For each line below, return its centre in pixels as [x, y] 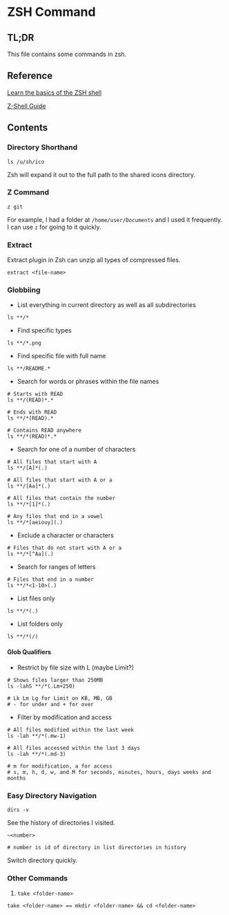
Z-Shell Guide [27, 106]
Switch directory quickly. [42, 860]
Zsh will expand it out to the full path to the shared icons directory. [101, 174]
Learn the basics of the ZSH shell [54, 92]
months [17, 778]
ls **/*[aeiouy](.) [35, 523]
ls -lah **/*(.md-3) [37, 754]
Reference [30, 76]
